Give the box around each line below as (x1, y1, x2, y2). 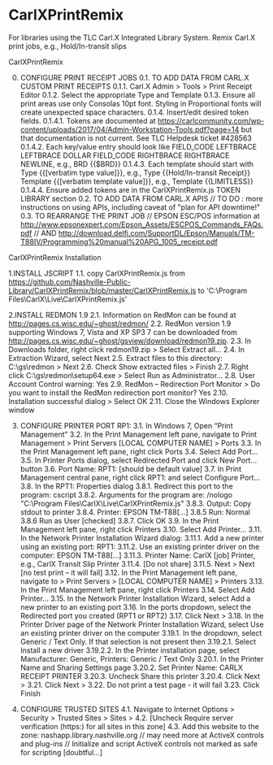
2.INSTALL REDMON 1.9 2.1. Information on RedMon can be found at (8, 310, 237, 319)
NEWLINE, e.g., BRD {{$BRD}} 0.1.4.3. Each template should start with (19, 159, 254, 168)
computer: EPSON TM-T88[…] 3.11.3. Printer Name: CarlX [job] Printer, (19, 550, 256, 560)
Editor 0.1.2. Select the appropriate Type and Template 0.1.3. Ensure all (19, 89, 256, 99)
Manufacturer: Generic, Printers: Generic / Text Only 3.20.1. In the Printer (19, 654, 264, 663)
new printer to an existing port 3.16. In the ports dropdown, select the (19, 602, 252, 611)
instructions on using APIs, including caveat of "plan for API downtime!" (19, 202, 261, 212)
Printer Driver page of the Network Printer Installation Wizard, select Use (19, 619, 264, 629)
